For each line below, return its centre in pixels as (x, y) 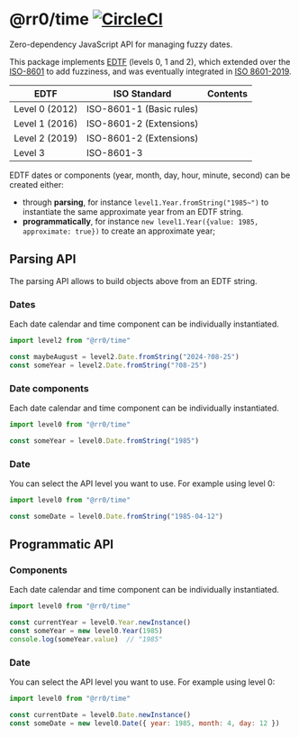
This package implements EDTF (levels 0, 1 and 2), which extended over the (150, 61)
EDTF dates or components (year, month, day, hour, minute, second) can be (150, 175)
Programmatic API (62, 544)
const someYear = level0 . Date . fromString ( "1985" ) (104, 441)
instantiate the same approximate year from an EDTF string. (133, 211)
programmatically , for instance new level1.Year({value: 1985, (140, 221)
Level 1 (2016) (46, 124)
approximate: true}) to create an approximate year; (119, 231)
